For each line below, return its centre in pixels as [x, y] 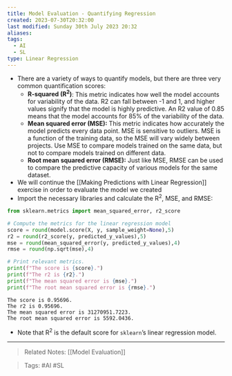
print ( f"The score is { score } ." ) [55, 268]
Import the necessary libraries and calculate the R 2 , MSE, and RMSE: [115, 198]
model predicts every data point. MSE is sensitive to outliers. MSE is [124, 131]
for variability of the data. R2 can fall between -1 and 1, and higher [121, 102]
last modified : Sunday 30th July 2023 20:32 [72, 26]
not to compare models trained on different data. [97, 153]
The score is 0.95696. [40, 300]
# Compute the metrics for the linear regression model [89, 223]
